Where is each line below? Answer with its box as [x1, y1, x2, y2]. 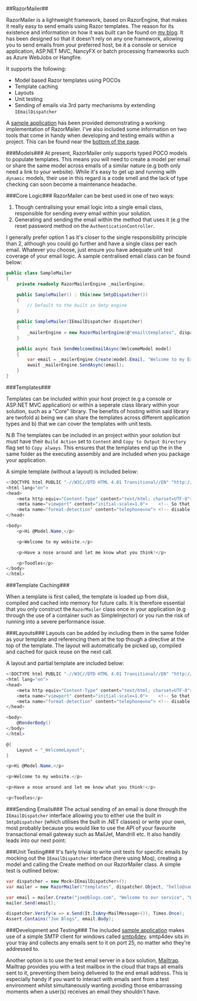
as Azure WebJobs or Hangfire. [6, 54, 82, 61]
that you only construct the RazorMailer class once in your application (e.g [6, 606, 186, 613]
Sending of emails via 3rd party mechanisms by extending [14, 102, 155, 108]
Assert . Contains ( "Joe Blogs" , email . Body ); [6, 916, 114, 922]
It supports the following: [6, 65, 66, 72]
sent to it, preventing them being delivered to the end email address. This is [6, 969, 188, 976]
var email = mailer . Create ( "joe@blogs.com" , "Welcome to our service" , [6, 894, 185, 900]
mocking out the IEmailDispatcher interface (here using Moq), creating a [6, 854, 182, 862]
